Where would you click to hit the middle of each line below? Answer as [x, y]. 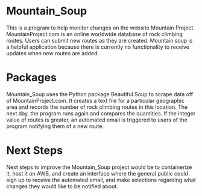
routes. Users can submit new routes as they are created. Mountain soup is [99, 40]
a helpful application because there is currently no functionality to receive [98, 47]
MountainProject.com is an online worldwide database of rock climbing [94, 34]
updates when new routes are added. [53, 53]
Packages [32, 78]
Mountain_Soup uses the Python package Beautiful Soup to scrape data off [100, 94]
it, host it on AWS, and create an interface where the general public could [97, 173]
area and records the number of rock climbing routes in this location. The [97, 107]
